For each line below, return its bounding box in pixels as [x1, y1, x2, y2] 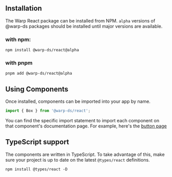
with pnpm [5, 59, 33, 67]
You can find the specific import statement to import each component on [5, 118, 160, 124]
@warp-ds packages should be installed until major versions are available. [5, 23, 163, 29]
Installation [5, 4, 42, 13]
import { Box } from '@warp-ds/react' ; [5, 108, 91, 114]
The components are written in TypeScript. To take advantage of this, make [5, 151, 165, 158]
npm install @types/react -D [5, 166, 68, 172]
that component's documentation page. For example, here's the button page [5, 123, 167, 129]
